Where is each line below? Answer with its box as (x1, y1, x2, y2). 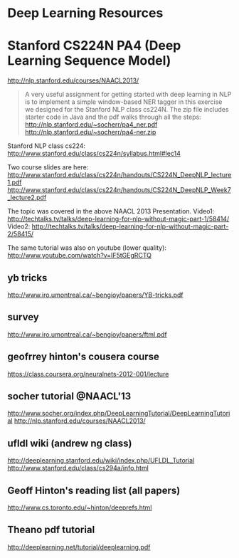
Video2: (7, 222, 31, 231)
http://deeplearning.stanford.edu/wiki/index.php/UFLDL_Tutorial (7, 456, 195, 465)
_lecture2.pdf (7, 194, 47, 202)
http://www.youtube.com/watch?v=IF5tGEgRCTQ (7, 251, 152, 260)
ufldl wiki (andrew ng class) (7, 437, 132, 449)
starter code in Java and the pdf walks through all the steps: (24, 112, 201, 122)
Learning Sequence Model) (7, 53, 171, 69)
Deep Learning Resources (7, 5, 164, 21)
